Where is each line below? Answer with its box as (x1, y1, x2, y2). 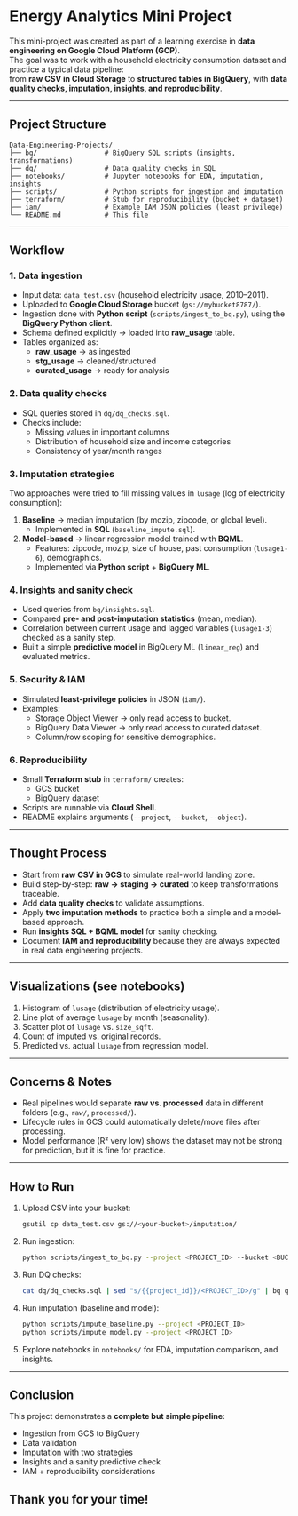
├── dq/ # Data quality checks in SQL (9, 164, 216, 172)
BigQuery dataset (35, 793, 100, 803)
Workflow (9, 243, 65, 259)
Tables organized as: (21, 337, 99, 347)
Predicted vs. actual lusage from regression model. (21, 1040, 208, 1050)
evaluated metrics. (21, 651, 90, 662)
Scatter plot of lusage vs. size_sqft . (21, 1021, 154, 1032)
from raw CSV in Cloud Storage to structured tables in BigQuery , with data (9, 73, 288, 84)
